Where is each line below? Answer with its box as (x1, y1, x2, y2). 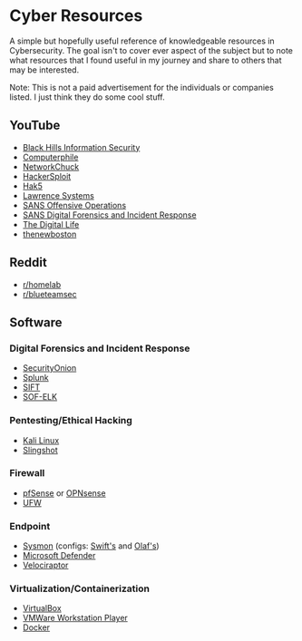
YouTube (9, 118, 61, 133)
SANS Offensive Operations (22, 199, 127, 210)
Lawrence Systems (22, 189, 95, 200)
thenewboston (22, 228, 77, 239)
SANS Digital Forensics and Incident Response (22, 209, 197, 220)
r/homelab (22, 278, 62, 290)
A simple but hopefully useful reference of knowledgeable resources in (9, 35, 275, 46)
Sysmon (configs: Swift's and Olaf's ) (22, 540, 161, 551)
